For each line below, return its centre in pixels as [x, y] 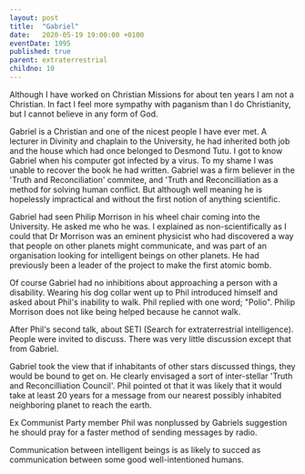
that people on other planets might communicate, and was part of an [138, 246]
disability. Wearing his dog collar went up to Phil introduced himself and [144, 292]
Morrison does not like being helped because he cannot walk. [125, 311]
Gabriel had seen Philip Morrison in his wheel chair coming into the [135, 217]
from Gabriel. [34, 348]
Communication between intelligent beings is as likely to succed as [135, 449]
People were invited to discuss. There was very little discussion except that [150, 338]
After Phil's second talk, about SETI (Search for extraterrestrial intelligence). [152, 329]
